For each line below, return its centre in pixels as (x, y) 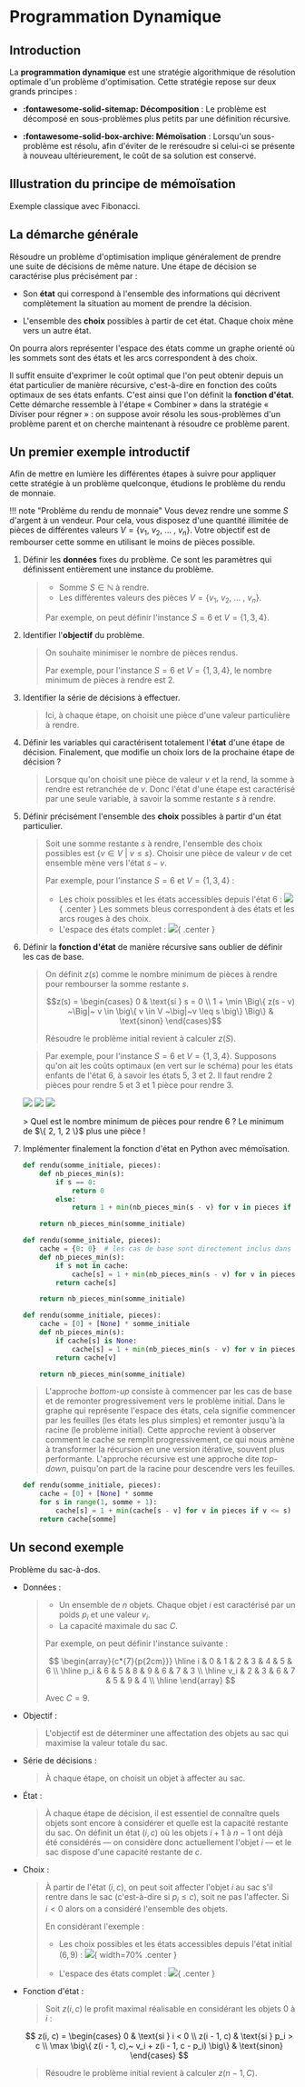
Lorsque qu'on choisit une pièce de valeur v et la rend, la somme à (170, 780)
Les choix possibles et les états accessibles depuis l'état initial (175, 1944)
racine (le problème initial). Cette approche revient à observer (161, 1430)
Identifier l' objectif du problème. (84, 635)
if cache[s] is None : (97, 1341)
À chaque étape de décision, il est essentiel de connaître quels (162, 1813)
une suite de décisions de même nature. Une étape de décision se (133, 266)
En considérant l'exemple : (95, 1927)
